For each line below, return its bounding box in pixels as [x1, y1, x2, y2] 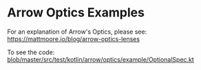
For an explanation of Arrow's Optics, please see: [7, 27, 147, 36]
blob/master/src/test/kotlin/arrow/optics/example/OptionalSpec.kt [7, 55, 194, 63]
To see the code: [7, 48, 55, 56]
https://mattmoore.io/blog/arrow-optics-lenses [7, 34, 140, 43]
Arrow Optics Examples [7, 5, 145, 21]
